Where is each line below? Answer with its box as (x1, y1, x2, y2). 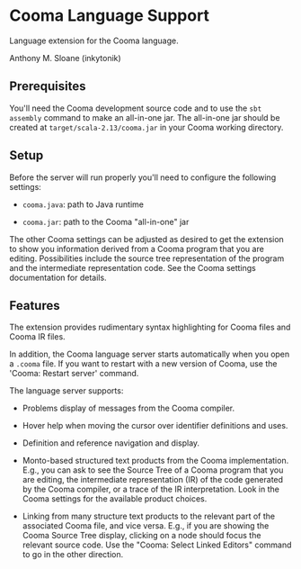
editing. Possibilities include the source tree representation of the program (9, 253, 285, 264)
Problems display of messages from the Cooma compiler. (22, 402, 235, 414)
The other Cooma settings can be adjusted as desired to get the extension (9, 233, 285, 244)
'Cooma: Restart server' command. (9, 368, 139, 379)
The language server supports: (9, 385, 124, 396)
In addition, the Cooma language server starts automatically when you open (9, 348, 290, 360)
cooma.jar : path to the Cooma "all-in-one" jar (22, 216, 190, 227)
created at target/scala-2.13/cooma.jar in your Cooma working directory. (9, 122, 284, 132)
